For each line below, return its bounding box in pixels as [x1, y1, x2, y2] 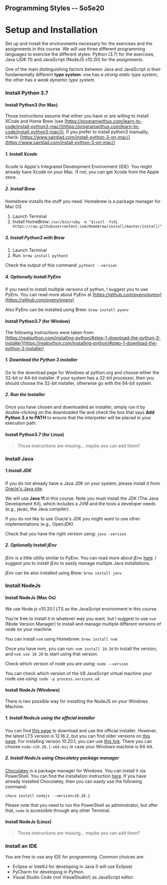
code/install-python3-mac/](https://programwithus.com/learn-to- [5, 124, 140, 130]
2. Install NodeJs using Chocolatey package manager [5, 755, 120, 761]
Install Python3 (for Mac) [5, 102, 58, 108]
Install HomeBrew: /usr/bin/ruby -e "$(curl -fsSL [12, 219, 118, 225]
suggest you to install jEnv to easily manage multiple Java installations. [5, 560, 151, 566]
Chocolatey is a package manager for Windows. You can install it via [5, 767, 146, 773]
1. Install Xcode [5, 151, 37, 157]
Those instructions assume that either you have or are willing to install [5, 113, 149, 119]
